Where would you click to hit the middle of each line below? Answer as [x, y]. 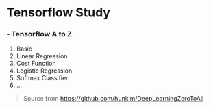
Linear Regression [42, 56]
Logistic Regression [44, 71]
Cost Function [36, 64]
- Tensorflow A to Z [39, 34]
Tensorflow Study [59, 13]
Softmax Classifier [42, 78]
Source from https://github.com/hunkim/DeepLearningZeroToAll [113, 99]
